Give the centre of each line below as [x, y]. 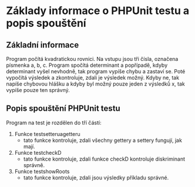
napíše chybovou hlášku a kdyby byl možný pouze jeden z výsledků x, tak [95, 84]
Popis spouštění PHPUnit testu [63, 109]
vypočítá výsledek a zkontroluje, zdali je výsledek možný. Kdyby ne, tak [93, 78]
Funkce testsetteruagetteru [47, 134]
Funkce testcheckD [38, 152]
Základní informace [43, 45]
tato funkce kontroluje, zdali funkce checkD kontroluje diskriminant [104, 159]
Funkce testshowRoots [42, 171]
